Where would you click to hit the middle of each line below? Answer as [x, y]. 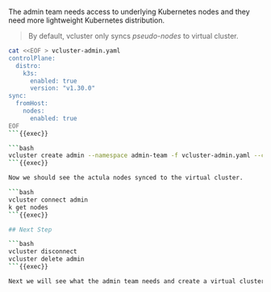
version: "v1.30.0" [62, 88]
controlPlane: [32, 58]
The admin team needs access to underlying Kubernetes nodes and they [129, 12]
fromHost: [32, 104]
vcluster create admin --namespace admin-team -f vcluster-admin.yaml [129, 156]
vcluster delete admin [46, 259]
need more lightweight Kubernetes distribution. [87, 20]
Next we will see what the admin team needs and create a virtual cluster [137, 281]
